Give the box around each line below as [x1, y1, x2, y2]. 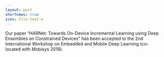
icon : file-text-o [5, 16, 43, 21]
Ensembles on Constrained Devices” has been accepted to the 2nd [5, 35, 143, 41]
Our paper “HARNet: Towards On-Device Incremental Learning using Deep [5, 30, 159, 36]
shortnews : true [5, 12, 39, 17]
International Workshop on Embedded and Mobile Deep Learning [5, 41, 139, 47]
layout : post [5, 7, 32, 12]
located [5, 46, 21, 52]
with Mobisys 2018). [21, 46, 63, 52]
